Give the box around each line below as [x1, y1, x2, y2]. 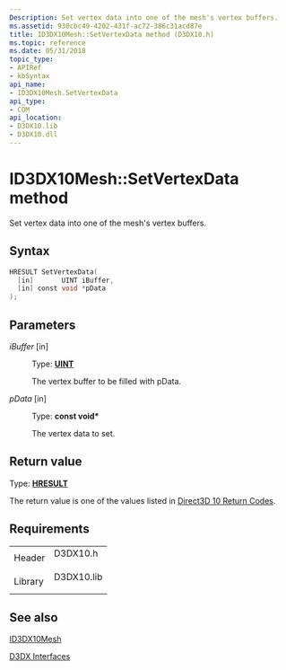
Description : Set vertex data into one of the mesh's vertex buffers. [9, 13, 279, 22]
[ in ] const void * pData [17, 284, 106, 293]
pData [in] [9, 392, 48, 404]
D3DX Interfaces [9, 651, 71, 662]
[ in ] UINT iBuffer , [17, 276, 115, 285]
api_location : [9, 113, 63, 122]
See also [9, 610, 58, 625]
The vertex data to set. [31, 428, 116, 438]
